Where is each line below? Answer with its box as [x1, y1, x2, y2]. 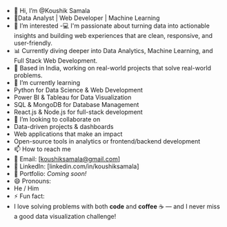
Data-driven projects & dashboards [13, 123, 114, 130]
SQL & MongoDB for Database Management [13, 101, 139, 108]
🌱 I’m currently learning [13, 79, 81, 86]
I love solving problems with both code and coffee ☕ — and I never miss [13, 202, 221, 210]
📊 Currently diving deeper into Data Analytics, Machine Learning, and [13, 47, 213, 55]
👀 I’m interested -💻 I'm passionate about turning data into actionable [13, 21, 210, 30]
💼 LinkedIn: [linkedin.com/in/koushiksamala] [13, 162, 139, 170]
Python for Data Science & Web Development [13, 86, 144, 94]
